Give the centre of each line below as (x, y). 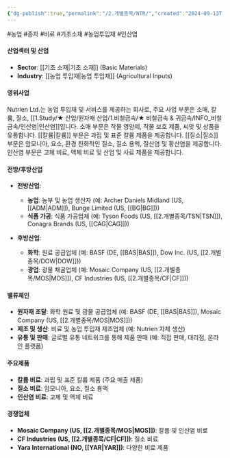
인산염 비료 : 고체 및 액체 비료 (55, 397)
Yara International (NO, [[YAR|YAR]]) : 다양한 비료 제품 (93, 447)
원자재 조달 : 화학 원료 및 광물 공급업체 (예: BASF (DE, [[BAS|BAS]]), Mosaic (119, 312)
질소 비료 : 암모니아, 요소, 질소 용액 (62, 388)
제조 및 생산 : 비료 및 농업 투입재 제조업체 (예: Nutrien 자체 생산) (101, 329)
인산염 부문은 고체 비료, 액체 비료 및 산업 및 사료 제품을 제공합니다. (95, 152)
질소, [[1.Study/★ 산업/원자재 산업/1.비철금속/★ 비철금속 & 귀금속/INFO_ (113, 118)
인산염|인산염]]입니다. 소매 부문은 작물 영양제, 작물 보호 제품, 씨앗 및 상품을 (120, 127)
